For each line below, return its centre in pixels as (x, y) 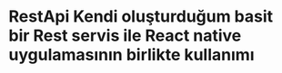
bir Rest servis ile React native (125, 36)
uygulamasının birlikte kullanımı (131, 55)
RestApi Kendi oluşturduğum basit (141, 17)
